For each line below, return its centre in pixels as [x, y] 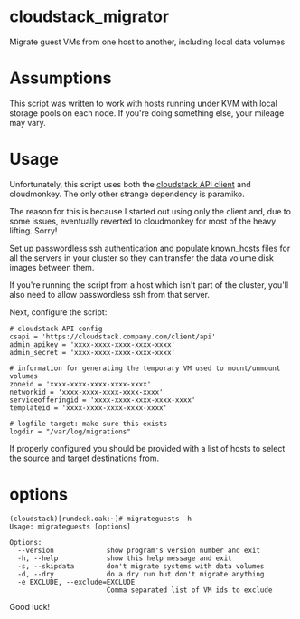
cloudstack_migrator [89, 17]
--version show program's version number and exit [139, 550]
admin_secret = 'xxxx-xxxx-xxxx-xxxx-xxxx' [93, 352]
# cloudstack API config [56, 329]
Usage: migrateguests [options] [70, 527]
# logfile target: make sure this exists [89, 424]
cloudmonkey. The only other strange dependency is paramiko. [127, 194]
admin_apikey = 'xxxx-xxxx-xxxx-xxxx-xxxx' [93, 344]
